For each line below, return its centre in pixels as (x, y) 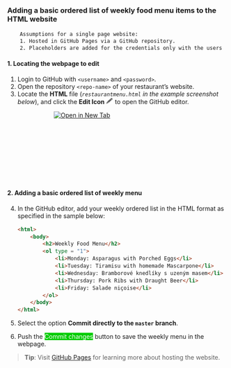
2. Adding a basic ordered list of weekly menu (75, 193)
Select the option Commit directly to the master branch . (98, 323)
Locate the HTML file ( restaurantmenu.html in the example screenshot (118, 94)
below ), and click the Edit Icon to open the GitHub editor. (103, 101)
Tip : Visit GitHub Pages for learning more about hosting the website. (122, 358)
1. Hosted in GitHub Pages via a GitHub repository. (98, 41)
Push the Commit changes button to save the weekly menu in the (111, 337)
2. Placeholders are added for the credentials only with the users (121, 48)
